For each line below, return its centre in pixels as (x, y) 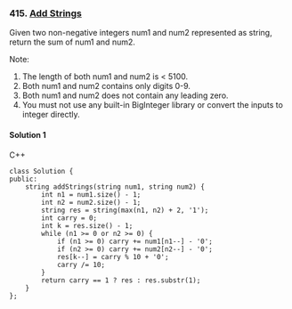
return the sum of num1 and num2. (73, 42)
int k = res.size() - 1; (87, 225)
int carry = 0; (69, 218)
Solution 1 (28, 134)
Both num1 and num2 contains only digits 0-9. (106, 86)
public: (24, 179)
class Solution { (41, 171)
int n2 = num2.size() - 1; (91, 202)
